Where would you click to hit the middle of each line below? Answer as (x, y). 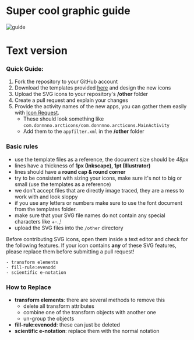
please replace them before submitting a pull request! (70, 251)
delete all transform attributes (59, 306)
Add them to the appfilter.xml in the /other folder (84, 131)
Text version (37, 51)
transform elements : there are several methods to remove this (89, 300)
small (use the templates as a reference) (63, 184)
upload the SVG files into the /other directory (69, 228)
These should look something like (64, 119)
